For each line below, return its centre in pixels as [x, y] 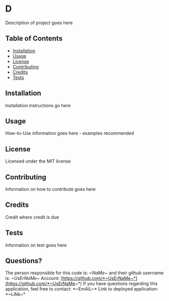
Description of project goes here [39, 23]
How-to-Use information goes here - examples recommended [70, 133]
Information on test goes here [36, 245]
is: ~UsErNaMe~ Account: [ [34, 278]
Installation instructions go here [38, 105]
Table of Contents [34, 39]
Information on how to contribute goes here [50, 189]
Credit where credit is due [32, 217]
